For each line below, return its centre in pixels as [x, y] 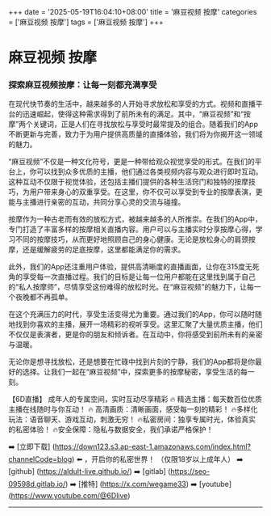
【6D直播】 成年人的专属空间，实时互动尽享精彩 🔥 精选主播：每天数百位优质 [135, 400]
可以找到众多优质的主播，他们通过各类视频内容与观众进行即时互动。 [149, 171]
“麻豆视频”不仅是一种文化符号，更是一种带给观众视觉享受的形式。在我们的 [132, 162]
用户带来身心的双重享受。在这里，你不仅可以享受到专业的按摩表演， [142, 192]
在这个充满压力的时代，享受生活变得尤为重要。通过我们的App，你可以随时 [132, 315]
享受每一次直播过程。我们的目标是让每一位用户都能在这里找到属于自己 [139, 277]
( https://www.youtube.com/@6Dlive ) [69, 496]
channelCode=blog [40, 459]
